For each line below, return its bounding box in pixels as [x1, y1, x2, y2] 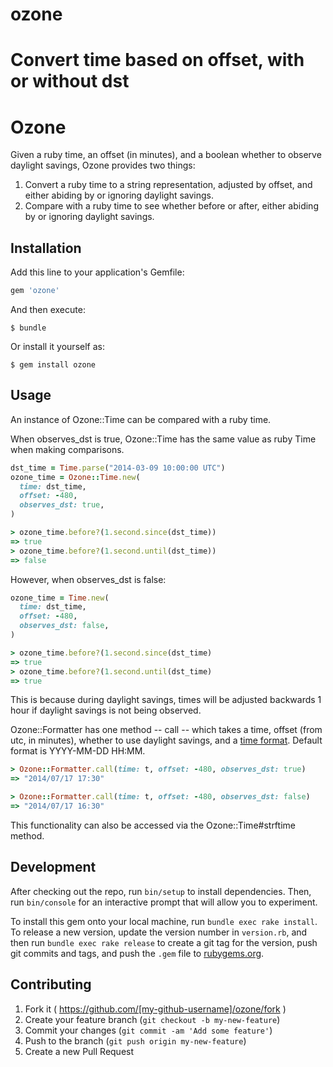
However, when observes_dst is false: [10, 573, 167, 585]
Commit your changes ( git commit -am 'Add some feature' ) [24, 1024, 273, 1036]
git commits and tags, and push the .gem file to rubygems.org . [10, 947, 265, 959]
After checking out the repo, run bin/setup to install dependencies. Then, [10, 885, 312, 897]
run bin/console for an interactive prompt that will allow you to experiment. [10, 896, 318, 908]
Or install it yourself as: [10, 341, 105, 352]
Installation [10, 239, 82, 257]
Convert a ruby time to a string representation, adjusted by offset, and [24, 179, 313, 191]
